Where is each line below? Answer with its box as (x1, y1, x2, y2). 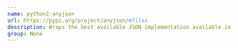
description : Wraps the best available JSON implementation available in (7, 23, 232, 30)
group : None (7, 30, 43, 37)
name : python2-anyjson (7, 10, 75, 18)
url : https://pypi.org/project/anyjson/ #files (7, 17, 148, 24)
